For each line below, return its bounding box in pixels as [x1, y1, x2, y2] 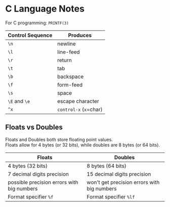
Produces [68, 31, 92, 38]
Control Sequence [8, 31, 53, 38]
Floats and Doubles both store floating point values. [5, 136, 113, 142]
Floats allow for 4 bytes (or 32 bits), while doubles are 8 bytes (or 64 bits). [5, 142, 160, 148]
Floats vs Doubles [5, 123, 63, 132]
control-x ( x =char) [57, 106, 103, 113]
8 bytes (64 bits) [87, 162, 126, 169]
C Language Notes [5, 3, 85, 15]
